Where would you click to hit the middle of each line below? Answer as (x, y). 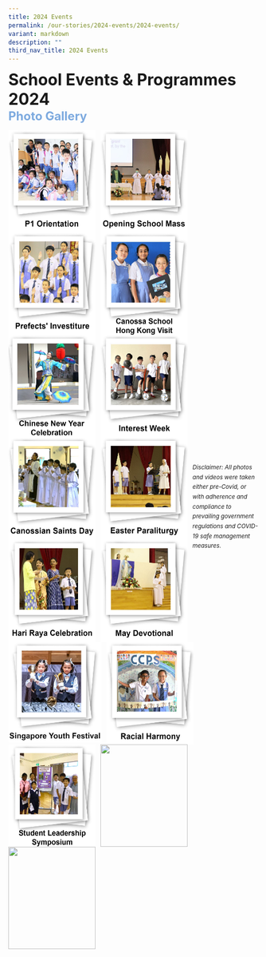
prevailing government (223, 516)
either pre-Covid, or (219, 487)
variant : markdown (39, 34)
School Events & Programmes (122, 80)
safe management (225, 536)
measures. (207, 546)
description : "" (35, 42)
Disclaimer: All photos (222, 467)
